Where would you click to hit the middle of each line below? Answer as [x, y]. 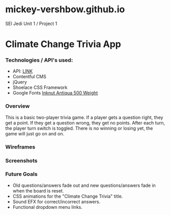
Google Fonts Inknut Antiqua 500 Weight [55, 93]
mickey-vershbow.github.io [65, 9]
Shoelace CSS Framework [40, 87]
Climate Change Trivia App [63, 44]
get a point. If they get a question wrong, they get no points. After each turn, [85, 123]
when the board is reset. [38, 190]
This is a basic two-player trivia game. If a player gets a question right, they [84, 117]
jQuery [20, 82]
